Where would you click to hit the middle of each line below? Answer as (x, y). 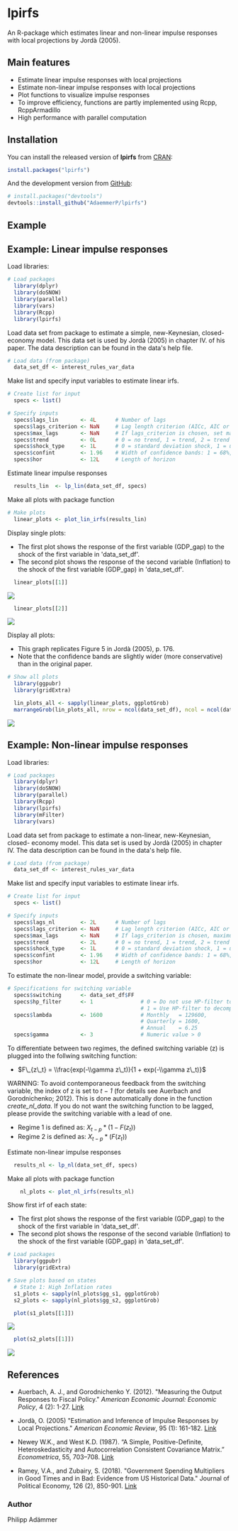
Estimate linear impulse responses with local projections (100, 80)
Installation (33, 140)
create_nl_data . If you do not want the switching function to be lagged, (110, 1106)
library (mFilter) (39, 814)
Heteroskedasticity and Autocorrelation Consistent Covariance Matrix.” (121, 1449)
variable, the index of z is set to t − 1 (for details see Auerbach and (104, 1091)
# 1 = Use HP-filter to (176, 1008)
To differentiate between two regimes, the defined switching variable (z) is (116, 1048)
